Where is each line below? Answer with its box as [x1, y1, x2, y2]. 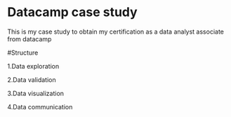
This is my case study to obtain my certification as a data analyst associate [7, 27, 225, 36]
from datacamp [7, 34, 52, 43]
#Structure [7, 48, 39, 57]
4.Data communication [7, 102, 73, 111]
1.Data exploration [7, 62, 60, 70]
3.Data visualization [7, 89, 65, 97]
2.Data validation [7, 75, 56, 84]
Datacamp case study [7, 4, 138, 20]
